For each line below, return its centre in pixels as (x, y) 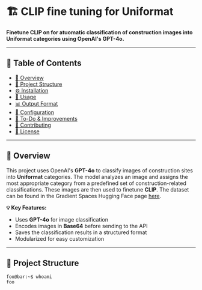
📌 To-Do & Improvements (46, 118)
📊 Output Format (36, 103)
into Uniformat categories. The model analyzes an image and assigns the (97, 177)
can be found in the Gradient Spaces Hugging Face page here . (84, 196)
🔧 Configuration (35, 112)
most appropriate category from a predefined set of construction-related (96, 183)
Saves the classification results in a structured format (81, 232)
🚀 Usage (26, 97)
